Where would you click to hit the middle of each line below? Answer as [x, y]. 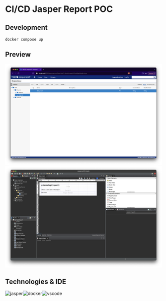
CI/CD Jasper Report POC [59, 9]
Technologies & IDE [36, 281]
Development [27, 28]
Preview [18, 55]
